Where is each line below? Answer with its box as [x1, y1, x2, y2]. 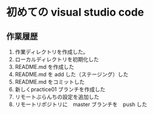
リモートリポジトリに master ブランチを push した [14, 101, 148, 108]
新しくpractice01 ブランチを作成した [14, 86, 106, 93]
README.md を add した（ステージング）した [14, 71, 129, 78]
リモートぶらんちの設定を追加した [14, 94, 100, 100]
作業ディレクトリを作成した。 [14, 49, 89, 55]
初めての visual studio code [6, 5, 144, 19]
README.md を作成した [14, 64, 74, 70]
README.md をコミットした [14, 79, 85, 85]
